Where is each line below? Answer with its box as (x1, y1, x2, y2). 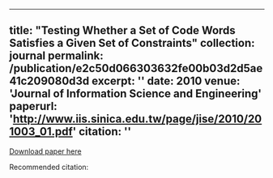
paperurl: (9, 100, 58, 113)
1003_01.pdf (9, 125, 74, 138)
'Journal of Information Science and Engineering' (9, 87, 262, 101)
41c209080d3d (9, 74, 90, 88)
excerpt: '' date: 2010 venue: (91, 74, 241, 88)
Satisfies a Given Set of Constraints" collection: (9, 36, 255, 50)
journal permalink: (9, 49, 104, 63)
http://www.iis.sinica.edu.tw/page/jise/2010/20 (12, 112, 262, 126)
